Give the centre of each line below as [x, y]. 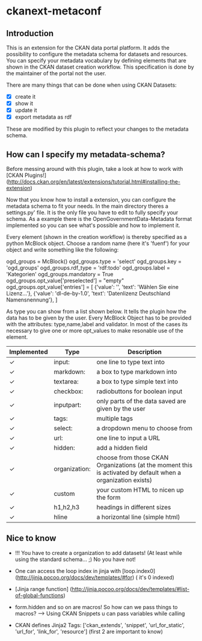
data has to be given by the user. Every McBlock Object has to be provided [99, 318]
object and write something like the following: [63, 250]
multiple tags [115, 418]
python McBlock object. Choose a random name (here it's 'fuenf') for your [98, 243]
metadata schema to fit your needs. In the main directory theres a [87, 206]
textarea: [66, 382]
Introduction [30, 33]
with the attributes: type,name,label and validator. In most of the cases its [97, 324]
